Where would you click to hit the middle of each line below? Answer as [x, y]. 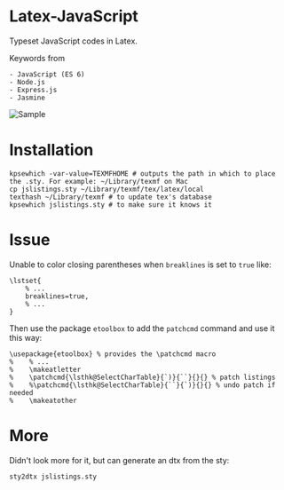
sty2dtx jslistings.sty [53, 477]
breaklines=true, [57, 296]
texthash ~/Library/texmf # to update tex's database [111, 197]
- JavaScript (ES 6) [47, 74]
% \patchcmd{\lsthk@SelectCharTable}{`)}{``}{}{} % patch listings [142, 377]
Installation [51, 150]
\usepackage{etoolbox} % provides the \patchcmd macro [113, 354]
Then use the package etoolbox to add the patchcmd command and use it [142, 328]
